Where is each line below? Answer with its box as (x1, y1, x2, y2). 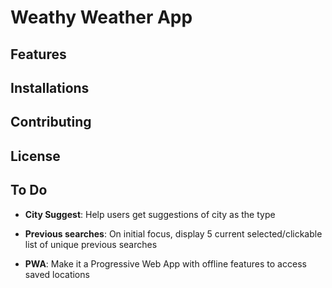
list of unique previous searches (24, 238, 158, 250)
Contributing (10, 114, 92, 131)
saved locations (24, 268, 90, 280)
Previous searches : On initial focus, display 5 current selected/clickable (24, 227, 323, 240)
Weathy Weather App (10, 6, 193, 29)
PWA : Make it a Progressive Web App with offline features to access (24, 257, 307, 270)
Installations (10, 79, 90, 96)
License (10, 147, 61, 165)
